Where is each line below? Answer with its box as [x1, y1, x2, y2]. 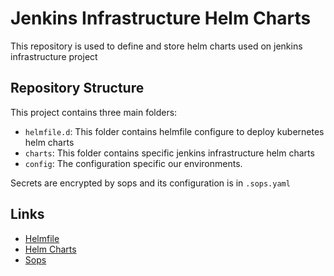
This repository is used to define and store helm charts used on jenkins [10, 40, 303, 52]
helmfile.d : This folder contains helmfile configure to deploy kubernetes [24, 125, 325, 137]
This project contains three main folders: [10, 106, 178, 118]
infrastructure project [10, 50, 98, 62]
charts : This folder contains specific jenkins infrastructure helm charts [24, 147, 315, 159]
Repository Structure [10, 80, 145, 97]
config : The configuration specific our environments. [24, 157, 243, 169]
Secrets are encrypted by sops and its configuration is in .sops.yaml [10, 177, 291, 189]
